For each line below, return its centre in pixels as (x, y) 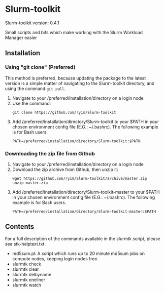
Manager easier (21, 38)
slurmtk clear (26, 269)
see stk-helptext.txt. (25, 244)
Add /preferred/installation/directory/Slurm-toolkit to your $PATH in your (85, 122)
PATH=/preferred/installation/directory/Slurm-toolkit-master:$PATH (84, 211)
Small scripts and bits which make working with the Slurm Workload (74, 32)
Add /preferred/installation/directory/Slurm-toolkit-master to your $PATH (86, 192)
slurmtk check (27, 264)
